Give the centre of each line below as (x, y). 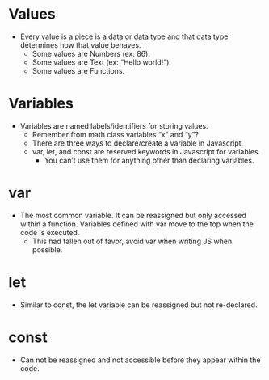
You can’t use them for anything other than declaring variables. (149, 160)
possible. (47, 249)
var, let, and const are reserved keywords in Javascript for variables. (146, 151)
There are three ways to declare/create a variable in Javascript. (138, 143)
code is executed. (50, 232)
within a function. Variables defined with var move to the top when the (137, 224)
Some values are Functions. (78, 70)
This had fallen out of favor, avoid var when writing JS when (132, 241)
